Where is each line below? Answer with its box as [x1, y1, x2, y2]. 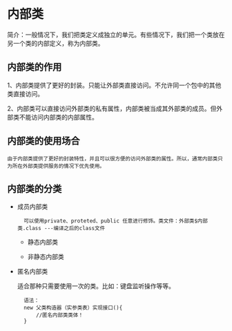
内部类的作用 [7, 62, 62, 73]
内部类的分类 [7, 182, 62, 194]
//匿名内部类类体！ [35, 312, 84, 319]
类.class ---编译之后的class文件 [17, 225, 106, 232]
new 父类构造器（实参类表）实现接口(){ [23, 305, 123, 312]
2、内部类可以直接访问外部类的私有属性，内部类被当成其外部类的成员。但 [7, 104, 217, 113]
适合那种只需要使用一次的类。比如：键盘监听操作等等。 [17, 282, 175, 290]
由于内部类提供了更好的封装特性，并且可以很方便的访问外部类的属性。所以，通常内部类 [7, 155, 218, 162]
